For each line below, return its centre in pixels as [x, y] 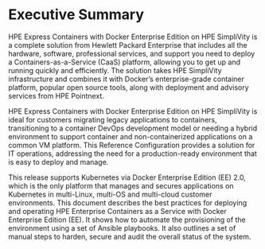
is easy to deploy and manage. [58, 161]
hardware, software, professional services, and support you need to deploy [132, 53]
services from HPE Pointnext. [57, 95]
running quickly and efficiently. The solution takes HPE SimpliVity [115, 70]
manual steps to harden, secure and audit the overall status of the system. [130, 236]
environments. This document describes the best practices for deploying [128, 202]
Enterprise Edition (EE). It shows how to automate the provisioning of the [127, 220]
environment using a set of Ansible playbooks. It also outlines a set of [122, 228]
